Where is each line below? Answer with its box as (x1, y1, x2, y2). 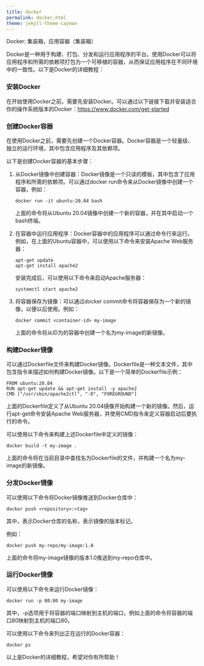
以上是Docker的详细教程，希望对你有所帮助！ (6, 653, 120, 661)
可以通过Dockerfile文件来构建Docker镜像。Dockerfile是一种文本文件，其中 (6, 361, 193, 368)
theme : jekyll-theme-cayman (6, 20, 78, 26)
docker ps (6, 642, 32, 648)
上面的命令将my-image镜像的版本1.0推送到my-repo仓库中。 (6, 554, 156, 561)
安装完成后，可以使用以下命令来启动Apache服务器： (15, 274, 147, 281)
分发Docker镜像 (6, 479, 53, 487)
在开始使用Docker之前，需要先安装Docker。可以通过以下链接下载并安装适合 (6, 97, 197, 105)
